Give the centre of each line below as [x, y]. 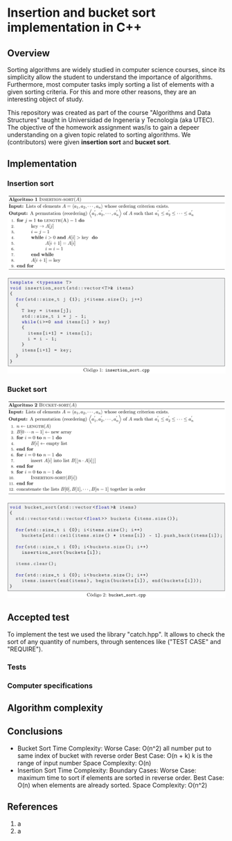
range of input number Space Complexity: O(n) [84, 763]
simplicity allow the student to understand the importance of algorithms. [110, 77]
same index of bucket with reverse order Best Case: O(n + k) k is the [115, 755]
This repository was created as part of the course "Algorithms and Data [109, 113]
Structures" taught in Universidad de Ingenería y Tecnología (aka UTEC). [111, 120]
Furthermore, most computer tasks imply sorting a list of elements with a [111, 84]
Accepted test [38, 617]
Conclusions [35, 732]
